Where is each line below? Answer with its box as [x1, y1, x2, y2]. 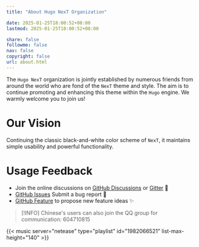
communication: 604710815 [21, 215, 90, 223]
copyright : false [6, 53, 50, 59]
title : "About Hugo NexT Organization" [6, 8, 107, 15]
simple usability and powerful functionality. [6, 143, 114, 150]
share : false [6, 36, 39, 42]
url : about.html [6, 59, 47, 65]
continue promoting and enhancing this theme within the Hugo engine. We [6, 89, 190, 96]
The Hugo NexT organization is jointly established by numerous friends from [6, 75, 194, 83]
